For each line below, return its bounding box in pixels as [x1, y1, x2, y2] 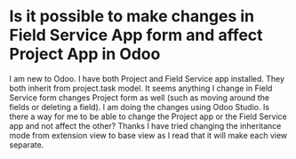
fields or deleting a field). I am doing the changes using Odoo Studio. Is [9, 101, 269, 112]
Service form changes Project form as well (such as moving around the [9, 91, 269, 103]
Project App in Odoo [9, 44, 161, 64]
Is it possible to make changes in [9, 6, 255, 27]
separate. [9, 139, 44, 150]
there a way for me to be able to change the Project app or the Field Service [9, 111, 287, 122]
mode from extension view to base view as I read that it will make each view [9, 130, 288, 140]
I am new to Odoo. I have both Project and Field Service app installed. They [9, 73, 285, 83]
